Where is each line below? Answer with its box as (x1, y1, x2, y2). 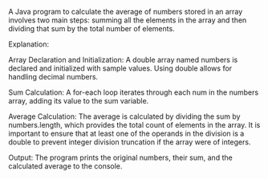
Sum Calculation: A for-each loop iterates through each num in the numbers (8, 87, 259, 97)
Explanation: (8, 39, 50, 49)
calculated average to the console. (8, 161, 123, 171)
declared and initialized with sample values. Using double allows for (8, 63, 233, 73)
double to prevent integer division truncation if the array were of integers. (8, 137, 251, 147)
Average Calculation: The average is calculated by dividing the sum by (8, 112, 241, 121)
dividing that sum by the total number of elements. (8, 24, 175, 33)
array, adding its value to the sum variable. (8, 96, 149, 105)
